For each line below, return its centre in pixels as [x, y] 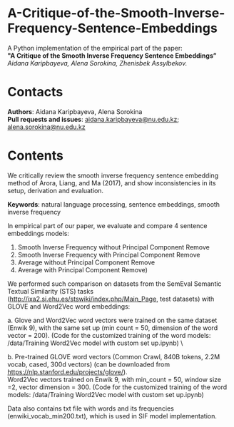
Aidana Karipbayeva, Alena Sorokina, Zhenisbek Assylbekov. [97, 63]
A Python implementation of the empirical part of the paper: [95, 48]
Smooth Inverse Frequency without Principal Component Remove [114, 247]
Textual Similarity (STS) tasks [51, 291]
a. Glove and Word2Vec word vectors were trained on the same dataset [112, 320]
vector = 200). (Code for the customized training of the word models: [109, 335]
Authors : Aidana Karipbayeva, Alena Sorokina [75, 111]
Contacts [35, 92]
